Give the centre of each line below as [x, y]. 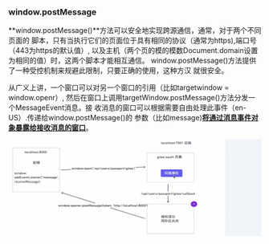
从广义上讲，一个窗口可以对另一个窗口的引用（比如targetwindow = [119, 87]
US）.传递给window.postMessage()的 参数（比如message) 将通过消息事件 [130, 118]
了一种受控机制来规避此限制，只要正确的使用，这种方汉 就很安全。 [118, 71]
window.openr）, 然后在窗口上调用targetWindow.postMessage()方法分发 [128, 98]
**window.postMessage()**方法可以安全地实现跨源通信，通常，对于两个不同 [135, 31]
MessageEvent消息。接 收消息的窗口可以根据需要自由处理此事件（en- [131, 108]
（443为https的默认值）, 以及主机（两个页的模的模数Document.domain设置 [133, 51]
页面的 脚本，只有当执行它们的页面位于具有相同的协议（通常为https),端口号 [132, 41]
